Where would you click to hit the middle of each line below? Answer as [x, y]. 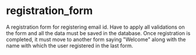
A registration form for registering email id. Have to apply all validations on [96, 27]
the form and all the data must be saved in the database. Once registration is [98, 33]
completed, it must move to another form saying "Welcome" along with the [96, 39]
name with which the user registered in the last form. [70, 46]
